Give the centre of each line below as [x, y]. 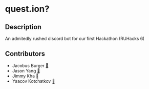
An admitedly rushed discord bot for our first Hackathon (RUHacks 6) [75, 38]
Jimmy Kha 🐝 [25, 76]
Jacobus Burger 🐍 [30, 65]
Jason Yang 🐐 [26, 71]
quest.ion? [27, 9]
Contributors [25, 54]
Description [23, 27]
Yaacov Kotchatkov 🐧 [33, 81]
